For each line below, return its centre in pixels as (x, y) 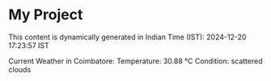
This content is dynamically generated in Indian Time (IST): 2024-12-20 (127, 37)
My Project (46, 15)
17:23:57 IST (29, 45)
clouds (20, 69)
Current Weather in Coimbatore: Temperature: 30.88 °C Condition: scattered (135, 61)
